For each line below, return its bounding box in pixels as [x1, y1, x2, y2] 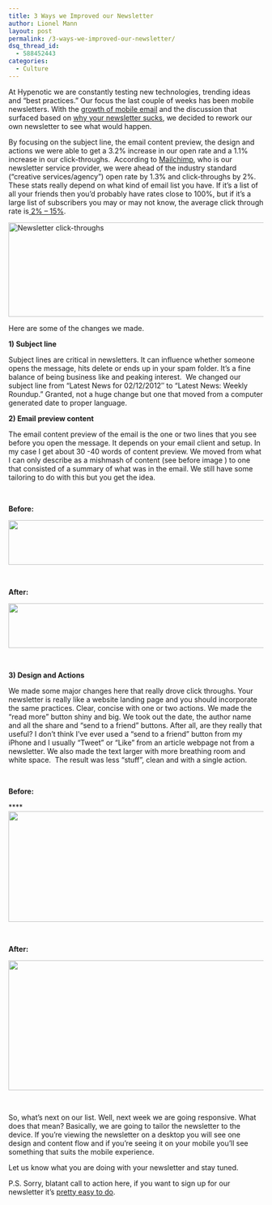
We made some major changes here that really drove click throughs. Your [8, 686, 253, 695]
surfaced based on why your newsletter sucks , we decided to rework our [8, 113, 253, 123]
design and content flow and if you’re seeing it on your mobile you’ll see [8, 1138, 249, 1148]
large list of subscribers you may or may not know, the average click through [8, 197, 264, 207]
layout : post [8, 27, 53, 35]
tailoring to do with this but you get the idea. [8, 472, 156, 482]
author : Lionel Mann [8, 19, 79, 28]
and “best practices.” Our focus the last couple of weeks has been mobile [8, 95, 254, 105]
